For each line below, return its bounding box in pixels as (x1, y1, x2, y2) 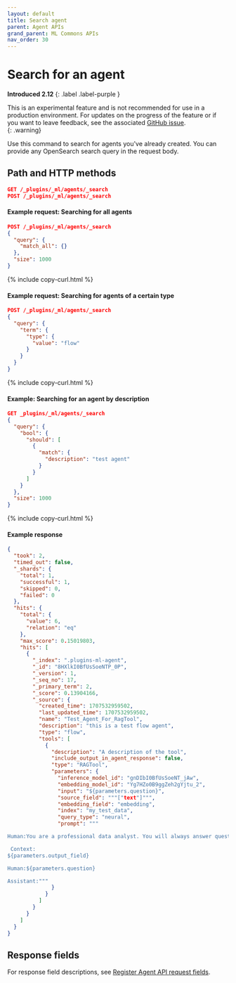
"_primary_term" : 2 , (32, 683, 93, 690)
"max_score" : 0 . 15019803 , (20, 637, 96, 644)
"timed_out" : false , (13, 559, 74, 566)
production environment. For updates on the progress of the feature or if (7, 111, 217, 119)
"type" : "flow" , (38, 729, 86, 736)
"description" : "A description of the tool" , (51, 748, 188, 755)
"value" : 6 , (25, 618, 61, 625)
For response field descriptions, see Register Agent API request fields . (7, 968, 211, 977)
